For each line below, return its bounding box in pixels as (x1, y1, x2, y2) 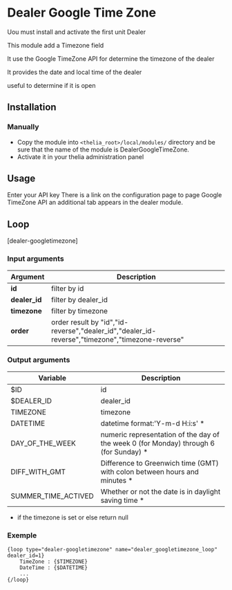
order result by (51, 317, 99, 326)
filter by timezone (51, 306, 108, 315)
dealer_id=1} (7, 552, 45, 560)
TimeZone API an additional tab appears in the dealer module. (7, 199, 183, 207)
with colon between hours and (100, 467, 199, 477)
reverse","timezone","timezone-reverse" (51, 334, 184, 344)
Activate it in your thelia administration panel (17, 152, 144, 160)
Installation (7, 102, 57, 113)
